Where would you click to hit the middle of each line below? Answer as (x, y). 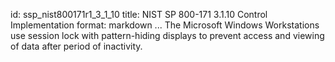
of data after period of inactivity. (76, 46)
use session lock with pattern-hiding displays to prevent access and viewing (167, 35)
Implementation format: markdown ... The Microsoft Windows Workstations (165, 25)
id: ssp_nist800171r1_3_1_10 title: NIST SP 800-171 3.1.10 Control (139, 14)
